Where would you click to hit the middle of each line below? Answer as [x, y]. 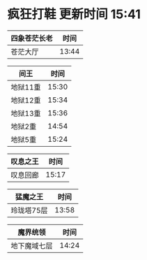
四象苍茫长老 [32, 38]
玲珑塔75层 [29, 210]
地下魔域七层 [32, 245]
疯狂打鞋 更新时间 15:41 [74, 14]
